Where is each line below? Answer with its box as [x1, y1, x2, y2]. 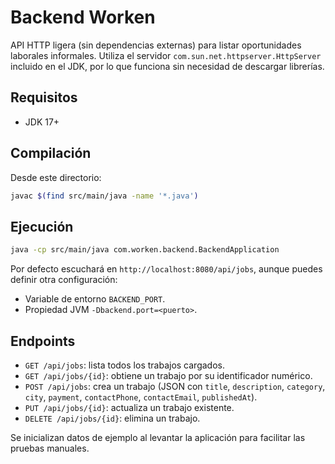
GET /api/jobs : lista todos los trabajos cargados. [24, 359, 225, 371]
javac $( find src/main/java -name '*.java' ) [10, 191, 199, 201]
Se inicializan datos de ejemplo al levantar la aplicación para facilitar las [10, 431, 306, 443]
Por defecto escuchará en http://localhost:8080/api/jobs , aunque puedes [10, 263, 323, 275]
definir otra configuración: [10, 274, 118, 286]
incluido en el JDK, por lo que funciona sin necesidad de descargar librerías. [10, 60, 325, 72]
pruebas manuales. [10, 442, 90, 454]
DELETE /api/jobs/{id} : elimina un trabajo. [24, 412, 201, 424]
